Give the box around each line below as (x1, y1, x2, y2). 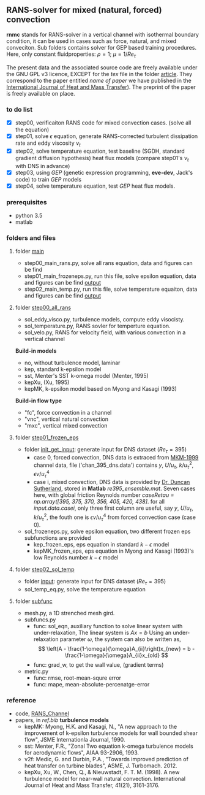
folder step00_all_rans (15, 304, 72, 312)
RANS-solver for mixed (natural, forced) (6, 5, 162, 15)
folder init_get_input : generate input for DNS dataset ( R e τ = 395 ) (24, 446, 187, 455)
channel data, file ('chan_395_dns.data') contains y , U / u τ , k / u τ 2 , (33, 460, 194, 470)
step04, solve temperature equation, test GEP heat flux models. (15, 182, 176, 190)
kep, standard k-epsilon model (24, 366, 102, 373)
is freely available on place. (6, 90, 75, 97)
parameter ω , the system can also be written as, (59, 636, 182, 643)
